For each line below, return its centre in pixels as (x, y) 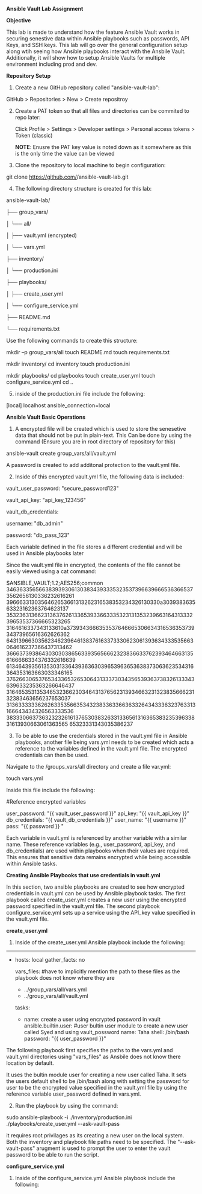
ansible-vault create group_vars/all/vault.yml (61, 453)
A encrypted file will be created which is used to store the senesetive (100, 429)
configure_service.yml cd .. (40, 382)
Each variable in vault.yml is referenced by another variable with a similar (97, 838)
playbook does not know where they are (65, 978)
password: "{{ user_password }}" (65, 1038)
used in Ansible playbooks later (45, 553)
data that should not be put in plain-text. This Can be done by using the (103, 435)
